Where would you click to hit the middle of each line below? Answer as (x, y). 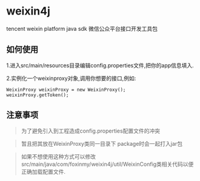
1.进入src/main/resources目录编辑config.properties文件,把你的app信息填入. (100, 65)
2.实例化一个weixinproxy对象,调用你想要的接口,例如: (71, 78)
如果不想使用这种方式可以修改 (58, 156)
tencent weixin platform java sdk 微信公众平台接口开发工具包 (82, 28)
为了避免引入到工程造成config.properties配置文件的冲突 (91, 131)
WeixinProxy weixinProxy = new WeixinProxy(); (66, 90)
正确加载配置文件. (43, 171)
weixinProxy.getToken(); (38, 95)
